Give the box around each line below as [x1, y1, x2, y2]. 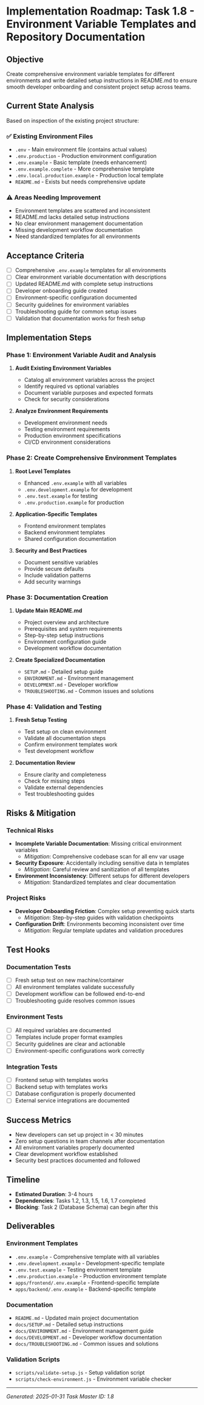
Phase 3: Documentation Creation [6, 593, 108, 602]
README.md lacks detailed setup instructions [15, 214, 129, 221]
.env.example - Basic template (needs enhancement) [15, 159, 147, 166]
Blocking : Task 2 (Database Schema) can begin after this [15, 1203, 158, 1211]
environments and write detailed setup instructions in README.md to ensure [6, 77, 197, 84]
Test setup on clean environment [24, 728, 107, 735]
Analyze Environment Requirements [15, 407, 109, 415]
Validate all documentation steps [24, 735, 106, 742]
